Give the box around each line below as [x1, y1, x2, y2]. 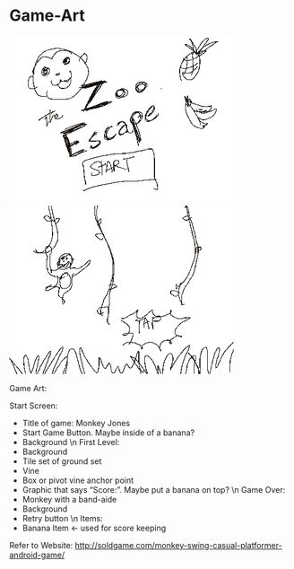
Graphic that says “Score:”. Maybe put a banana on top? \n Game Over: [22, 484, 286, 495]
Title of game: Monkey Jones [22, 417, 131, 428]
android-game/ [9, 549, 65, 560]
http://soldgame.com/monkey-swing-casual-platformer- [74, 539, 282, 550]
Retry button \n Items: [22, 512, 103, 523]
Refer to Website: [9, 539, 73, 550]
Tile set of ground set [22, 455, 102, 467]
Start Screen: [9, 400, 58, 411]
